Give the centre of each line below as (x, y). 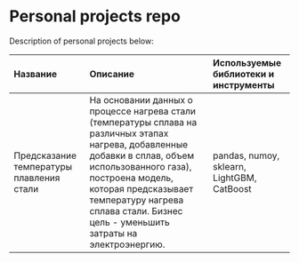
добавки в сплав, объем (142, 155)
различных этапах (129, 133)
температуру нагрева (137, 200)
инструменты (244, 84)
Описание (112, 74)
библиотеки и (243, 74)
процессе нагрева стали (142, 111)
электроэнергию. (127, 244)
